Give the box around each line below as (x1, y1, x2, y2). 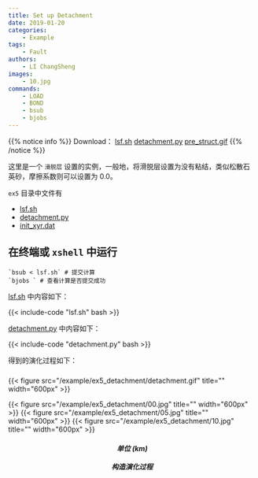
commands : (8, 84, 41, 93)
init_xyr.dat (19, 220, 55, 230)
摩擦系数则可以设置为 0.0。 (28, 171, 117, 181)
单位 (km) (116, 443, 148, 453)
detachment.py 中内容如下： (8, 324, 101, 333)
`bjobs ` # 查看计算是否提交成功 (8, 276, 106, 284)
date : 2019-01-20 (8, 19, 65, 27)
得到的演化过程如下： (8, 355, 77, 365)
